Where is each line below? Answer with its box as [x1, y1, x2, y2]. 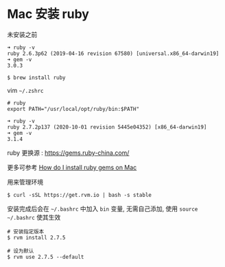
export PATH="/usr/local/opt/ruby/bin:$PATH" [7, 105, 139, 112]
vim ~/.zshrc [7, 86, 44, 94]
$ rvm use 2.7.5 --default [7, 253, 84, 260]
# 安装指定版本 [7, 228, 45, 235]
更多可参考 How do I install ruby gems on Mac [7, 163, 137, 171]
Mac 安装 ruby [7, 6, 89, 22]
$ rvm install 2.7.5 [7, 234, 67, 241]
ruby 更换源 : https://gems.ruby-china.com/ [7, 149, 130, 157]
